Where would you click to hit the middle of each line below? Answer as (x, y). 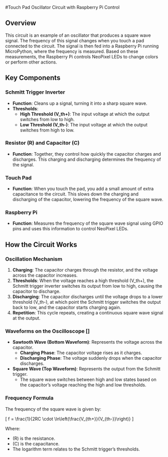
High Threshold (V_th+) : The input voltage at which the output (85, 114)
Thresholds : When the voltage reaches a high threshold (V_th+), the (83, 281)
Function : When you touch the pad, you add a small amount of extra (83, 189)
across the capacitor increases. (45, 275)
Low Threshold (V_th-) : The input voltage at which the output (84, 124)
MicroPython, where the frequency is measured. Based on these (72, 51)
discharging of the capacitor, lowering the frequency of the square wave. (88, 200)
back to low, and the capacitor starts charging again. (67, 307)
